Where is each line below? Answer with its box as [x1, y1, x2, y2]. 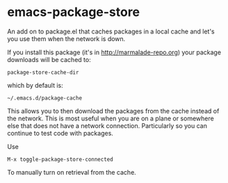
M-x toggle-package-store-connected [7, 156, 113, 163]
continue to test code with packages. [7, 129, 113, 137]
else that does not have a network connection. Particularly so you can [7, 121, 207, 129]
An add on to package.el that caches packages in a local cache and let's [7, 27, 215, 35]
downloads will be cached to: [7, 55, 92, 63]
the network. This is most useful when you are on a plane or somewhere [7, 114, 214, 122]
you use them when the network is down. [7, 34, 126, 42]
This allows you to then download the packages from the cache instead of [7, 106, 220, 115]
